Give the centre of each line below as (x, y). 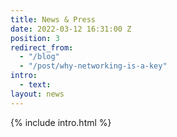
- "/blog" (39, 57)
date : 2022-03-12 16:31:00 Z (71, 29)
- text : (35, 85)
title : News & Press (53, 19)
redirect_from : (42, 47)
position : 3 (35, 38)
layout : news (37, 94)
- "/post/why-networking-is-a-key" (93, 66)
